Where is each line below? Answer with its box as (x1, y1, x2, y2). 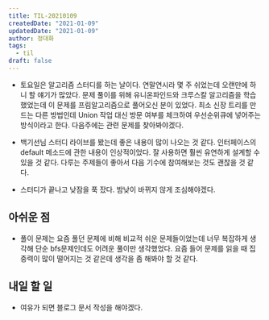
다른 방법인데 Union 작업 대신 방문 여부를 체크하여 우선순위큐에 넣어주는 (35, 110, 262, 119)
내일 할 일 (8, 280, 53, 293)
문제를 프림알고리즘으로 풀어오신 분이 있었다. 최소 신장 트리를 (56, 100, 248, 110)
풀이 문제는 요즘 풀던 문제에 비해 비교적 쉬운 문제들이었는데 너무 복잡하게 (19, 233, 248, 243)
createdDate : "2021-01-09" (8, 19, 99, 27)
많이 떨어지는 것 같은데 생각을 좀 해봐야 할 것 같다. (41, 253, 199, 263)
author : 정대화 (8, 34, 55, 43)
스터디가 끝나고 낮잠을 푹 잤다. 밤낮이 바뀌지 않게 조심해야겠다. (19, 185, 216, 194)
